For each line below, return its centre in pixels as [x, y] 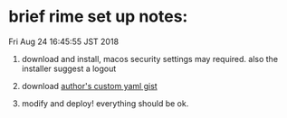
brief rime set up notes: [98, 17]
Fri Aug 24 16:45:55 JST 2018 [64, 41]
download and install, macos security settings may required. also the [149, 59]
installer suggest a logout [69, 68]
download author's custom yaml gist [89, 86]
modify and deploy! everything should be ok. [105, 103]
